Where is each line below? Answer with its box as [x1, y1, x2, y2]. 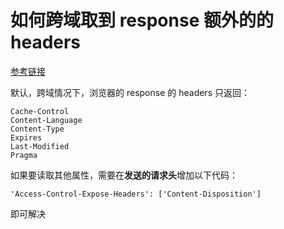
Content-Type [10, 124, 65, 134]
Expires [10, 132, 43, 143]
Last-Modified [10, 141, 70, 151]
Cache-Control [10, 106, 70, 116]
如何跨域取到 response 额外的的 [10, 9, 274, 32]
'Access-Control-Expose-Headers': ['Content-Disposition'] [10, 189, 262, 199]
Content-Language [10, 115, 83, 125]
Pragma [10, 150, 38, 160]
